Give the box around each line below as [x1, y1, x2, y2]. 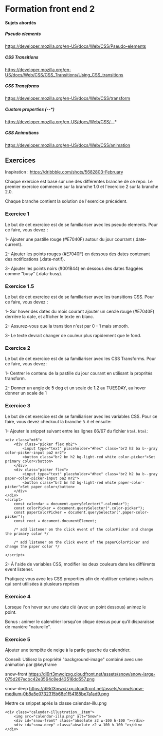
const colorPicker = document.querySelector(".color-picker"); [14, 506, 145, 510]
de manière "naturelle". [5, 623, 51, 629]
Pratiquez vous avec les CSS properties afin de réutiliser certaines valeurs [5, 576, 154, 582]
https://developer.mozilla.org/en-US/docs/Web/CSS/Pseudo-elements [5, 43, 146, 49]
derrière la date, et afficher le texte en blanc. [5, 314, 94, 320]
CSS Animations [5, 130, 39, 136]
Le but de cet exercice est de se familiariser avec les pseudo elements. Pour [5, 222, 158, 227]
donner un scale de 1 [5, 390, 47, 396]
